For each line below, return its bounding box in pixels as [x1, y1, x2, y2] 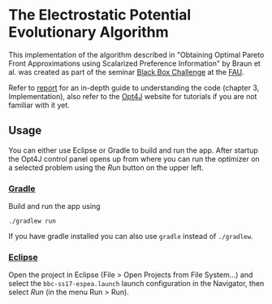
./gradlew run [8, 217, 57, 225]
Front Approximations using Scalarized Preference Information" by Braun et [8, 59, 261, 68]
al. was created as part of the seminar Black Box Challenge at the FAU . [8, 67, 244, 76]
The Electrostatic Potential [8, 6, 192, 24]
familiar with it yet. [8, 100, 71, 110]
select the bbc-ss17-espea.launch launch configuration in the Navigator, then [8, 279, 265, 289]
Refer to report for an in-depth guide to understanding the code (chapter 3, [8, 83, 260, 93]
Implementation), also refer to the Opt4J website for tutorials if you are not [8, 91, 257, 101]
